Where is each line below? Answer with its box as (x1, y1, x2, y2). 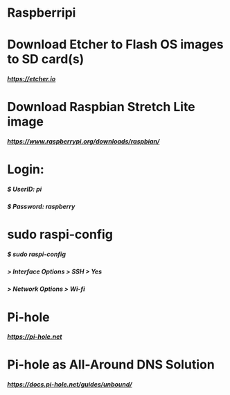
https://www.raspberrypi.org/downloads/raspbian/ (7, 137, 160, 145)
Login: (7, 161, 45, 177)
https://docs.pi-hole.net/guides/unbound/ (7, 380, 133, 388)
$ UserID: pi (7, 185, 42, 193)
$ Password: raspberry (7, 202, 76, 210)
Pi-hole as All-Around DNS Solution (7, 357, 215, 373)
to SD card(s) (7, 51, 85, 67)
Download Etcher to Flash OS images (7, 37, 224, 53)
